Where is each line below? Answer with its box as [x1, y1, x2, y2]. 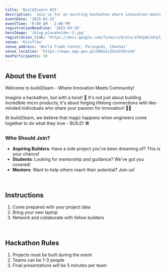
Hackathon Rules [5, 239, 60, 247]
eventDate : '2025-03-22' [5, 16, 57, 21]
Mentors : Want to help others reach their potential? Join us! [12, 167, 135, 173]
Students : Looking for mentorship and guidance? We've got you [12, 156, 144, 162]
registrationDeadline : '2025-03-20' [5, 26, 81, 31]
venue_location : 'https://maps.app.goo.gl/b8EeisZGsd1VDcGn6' [5, 49, 137, 54]
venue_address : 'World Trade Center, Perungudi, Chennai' [5, 44, 128, 49]
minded [5, 105, 21, 111]
